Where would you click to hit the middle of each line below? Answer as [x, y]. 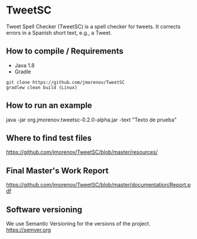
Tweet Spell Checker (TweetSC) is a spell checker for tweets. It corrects [94, 26]
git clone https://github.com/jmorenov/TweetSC [66, 82]
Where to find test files [49, 138]
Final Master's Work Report [57, 171]
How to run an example [49, 105]
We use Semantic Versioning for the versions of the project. [79, 223]
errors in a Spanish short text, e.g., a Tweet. [59, 32]
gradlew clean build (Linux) [42, 87]
